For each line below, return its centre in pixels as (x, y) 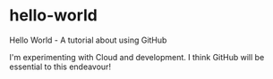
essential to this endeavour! (60, 67)
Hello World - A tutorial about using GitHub (88, 40)
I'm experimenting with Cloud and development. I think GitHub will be (137, 57)
